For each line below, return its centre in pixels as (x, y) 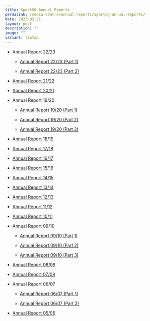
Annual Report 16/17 (33, 158)
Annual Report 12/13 (33, 197)
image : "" (15, 33)
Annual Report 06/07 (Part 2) (49, 303)
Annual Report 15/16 (33, 168)
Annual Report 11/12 (33, 206)
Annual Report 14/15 (33, 177)
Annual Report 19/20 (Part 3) (49, 129)
